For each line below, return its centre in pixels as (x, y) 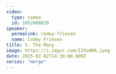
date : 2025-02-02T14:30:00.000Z (46, 56)
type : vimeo (26, 17)
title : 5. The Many (30, 45)
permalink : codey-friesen (44, 34)
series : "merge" (26, 61)
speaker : (17, 28)
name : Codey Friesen (37, 39)
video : (14, 12)
